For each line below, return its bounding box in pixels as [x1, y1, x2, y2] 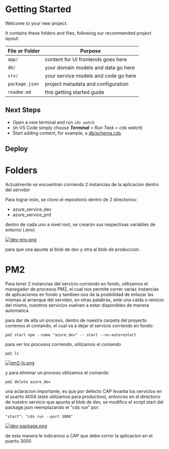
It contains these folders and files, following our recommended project [5, 30, 151, 36]
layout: [5, 35, 19, 41]
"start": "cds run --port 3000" [5, 414, 73, 419]
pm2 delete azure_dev [5, 379, 51, 384]
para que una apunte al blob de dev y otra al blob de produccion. [5, 246, 140, 253]
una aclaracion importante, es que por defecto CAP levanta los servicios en [5, 388, 162, 395]
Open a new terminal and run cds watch [12, 119, 95, 125]
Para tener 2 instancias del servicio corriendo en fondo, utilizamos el [5, 281, 148, 287]
